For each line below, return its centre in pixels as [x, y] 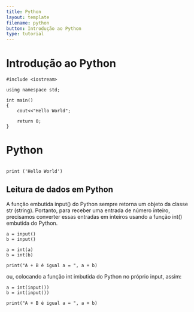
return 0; [29, 121]
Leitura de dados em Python [60, 190]
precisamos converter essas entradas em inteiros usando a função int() [94, 216]
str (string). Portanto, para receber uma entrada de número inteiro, [88, 210]
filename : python [28, 23]
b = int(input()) [28, 293]
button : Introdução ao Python [44, 28]
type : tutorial [25, 34]
